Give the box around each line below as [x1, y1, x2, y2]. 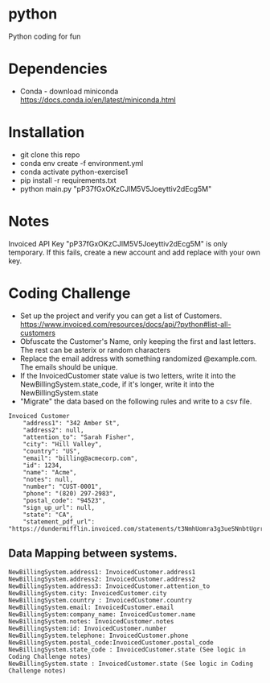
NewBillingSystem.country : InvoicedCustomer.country [8, 596, 193, 604]
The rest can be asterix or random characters [19, 345, 171, 354]
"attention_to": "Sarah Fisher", [22, 433, 135, 441]
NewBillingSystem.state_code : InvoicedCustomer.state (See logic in [8, 645, 247, 653]
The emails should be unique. [19, 362, 118, 371]
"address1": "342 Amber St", [22, 419, 121, 427]
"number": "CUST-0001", [22, 482, 103, 491]
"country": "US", [22, 447, 81, 455]
